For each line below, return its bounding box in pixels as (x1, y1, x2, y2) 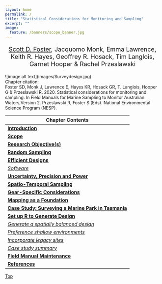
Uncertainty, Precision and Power (7, 173, 88, 179)
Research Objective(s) (7, 141, 61, 147)
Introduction (7, 125, 37, 132)
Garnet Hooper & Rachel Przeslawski (29, 60, 136, 68)
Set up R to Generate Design (7, 213, 75, 219)
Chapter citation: (5, 79, 39, 85)
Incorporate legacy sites (7, 237, 64, 243)
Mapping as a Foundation (7, 197, 69, 203)
